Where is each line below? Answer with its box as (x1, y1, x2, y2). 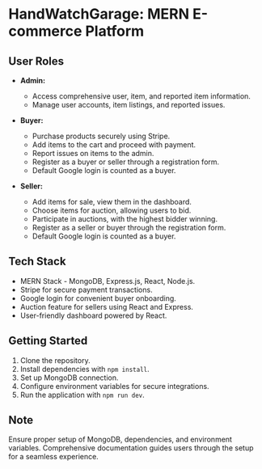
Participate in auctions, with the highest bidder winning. (32, 214, 218, 223)
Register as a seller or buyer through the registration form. (32, 223, 226, 232)
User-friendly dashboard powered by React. (19, 311, 167, 320)
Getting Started (8, 334, 88, 348)
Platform (84, 22, 145, 40)
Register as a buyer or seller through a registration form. (32, 157, 220, 167)
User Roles (8, 54, 65, 68)
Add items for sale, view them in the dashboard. (32, 197, 192, 206)
